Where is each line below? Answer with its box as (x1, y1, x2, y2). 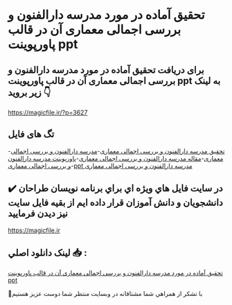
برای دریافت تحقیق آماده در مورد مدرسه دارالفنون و (8, 64, 204, 76)
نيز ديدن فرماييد (8, 208, 68, 220)
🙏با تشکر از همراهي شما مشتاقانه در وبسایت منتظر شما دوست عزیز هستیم (8, 290, 203, 298)
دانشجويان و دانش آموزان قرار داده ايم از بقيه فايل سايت (8, 197, 224, 209)
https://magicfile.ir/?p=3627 (8, 108, 88, 116)
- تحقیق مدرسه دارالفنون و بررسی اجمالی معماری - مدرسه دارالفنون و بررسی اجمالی (8, 146, 225, 155)
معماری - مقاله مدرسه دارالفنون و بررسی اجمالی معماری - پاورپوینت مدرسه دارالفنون (8, 154, 224, 162)
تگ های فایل (8, 128, 55, 140)
